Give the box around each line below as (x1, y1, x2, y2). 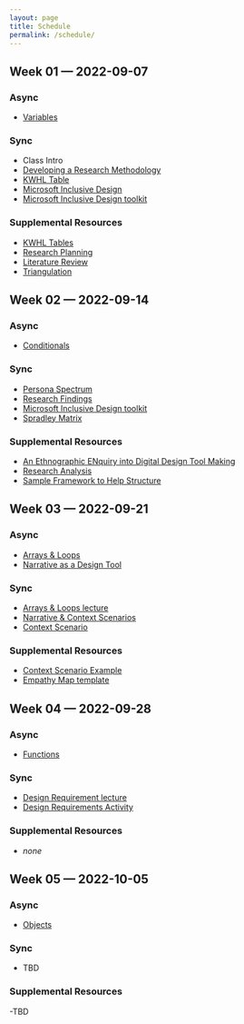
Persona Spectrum (22, 383, 93, 394)
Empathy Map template (22, 674, 110, 686)
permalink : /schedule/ (9, 30, 95, 39)
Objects (22, 920, 53, 930)
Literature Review (22, 256, 89, 267)
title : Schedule (9, 22, 71, 31)
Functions (22, 749, 61, 760)
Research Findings (22, 393, 93, 404)
